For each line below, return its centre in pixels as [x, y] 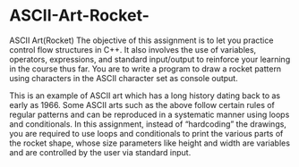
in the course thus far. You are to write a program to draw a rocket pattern [145, 69]
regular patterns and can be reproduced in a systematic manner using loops [149, 114]
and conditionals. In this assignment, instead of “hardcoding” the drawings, [148, 124]
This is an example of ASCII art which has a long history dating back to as [145, 96]
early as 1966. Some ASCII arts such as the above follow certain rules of [142, 104]
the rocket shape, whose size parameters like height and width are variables [150, 143]
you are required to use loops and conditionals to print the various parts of [146, 133]
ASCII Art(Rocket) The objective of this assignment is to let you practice [141, 40]
